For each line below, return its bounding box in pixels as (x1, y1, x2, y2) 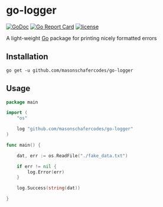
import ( (6, 110, 28, 116)
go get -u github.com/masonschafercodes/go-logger (6, 67, 133, 73)
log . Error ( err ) (27, 169, 65, 175)
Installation (6, 51, 48, 62)
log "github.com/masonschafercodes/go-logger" (17, 126, 133, 132)
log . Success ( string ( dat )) (17, 185, 81, 191)
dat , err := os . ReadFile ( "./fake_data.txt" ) (17, 153, 128, 159)
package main (6, 99, 38, 105)
